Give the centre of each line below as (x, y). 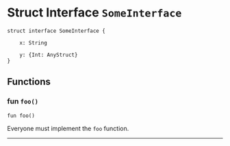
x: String (34, 42)
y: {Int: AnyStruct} (49, 55)
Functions (29, 82)
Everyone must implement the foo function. (68, 128)
